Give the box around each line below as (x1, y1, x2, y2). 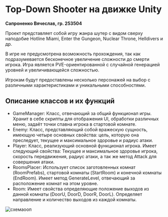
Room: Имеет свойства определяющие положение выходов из (12, 186, 149, 192)
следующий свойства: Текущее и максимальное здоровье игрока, (12, 148, 158, 154)
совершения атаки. (12, 159, 55, 165)
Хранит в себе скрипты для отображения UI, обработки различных (12, 116, 159, 122)
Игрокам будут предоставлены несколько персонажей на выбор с (5, 77, 151, 83)
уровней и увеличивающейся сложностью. (5, 67, 99, 73)
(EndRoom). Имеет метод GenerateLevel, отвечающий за (12, 175, 136, 181)
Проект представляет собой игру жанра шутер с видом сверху (5, 30, 143, 36)
